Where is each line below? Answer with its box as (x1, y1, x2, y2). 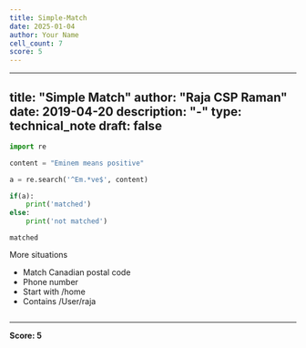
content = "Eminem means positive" (9, 159, 145, 168)
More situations (9, 250, 68, 261)
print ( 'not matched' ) (25, 217, 107, 226)
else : (9, 209, 30, 218)
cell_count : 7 (9, 38, 64, 48)
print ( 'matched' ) (25, 200, 92, 210)
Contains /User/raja (22, 296, 97, 307)
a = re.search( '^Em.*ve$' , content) (9, 175, 148, 184)
